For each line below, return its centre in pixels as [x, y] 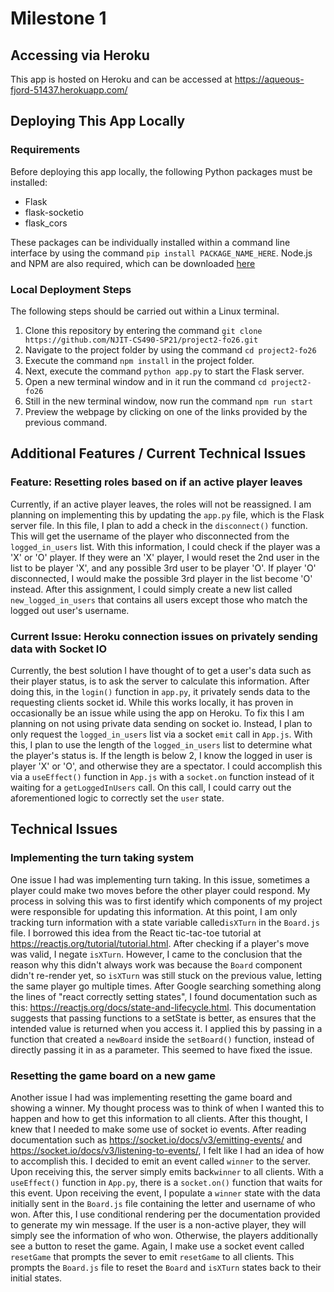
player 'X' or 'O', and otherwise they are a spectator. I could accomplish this [166, 766]
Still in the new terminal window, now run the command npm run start [169, 401]
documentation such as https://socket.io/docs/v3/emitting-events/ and [156, 1139]
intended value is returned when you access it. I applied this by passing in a [166, 1028]
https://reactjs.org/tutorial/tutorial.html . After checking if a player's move [160, 943]
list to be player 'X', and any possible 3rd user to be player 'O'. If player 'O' [163, 568]
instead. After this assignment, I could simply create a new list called [151, 589]
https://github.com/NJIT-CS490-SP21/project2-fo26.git [141, 340]
